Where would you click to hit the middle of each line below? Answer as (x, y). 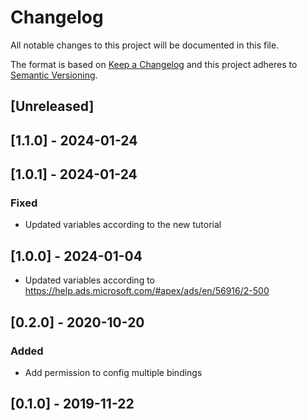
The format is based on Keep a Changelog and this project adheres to (154, 64)
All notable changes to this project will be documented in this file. (145, 45)
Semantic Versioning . (54, 75)
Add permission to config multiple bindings (113, 372)
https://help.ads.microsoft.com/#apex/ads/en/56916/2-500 (147, 291)
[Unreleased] (52, 106)
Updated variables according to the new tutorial (123, 225)
